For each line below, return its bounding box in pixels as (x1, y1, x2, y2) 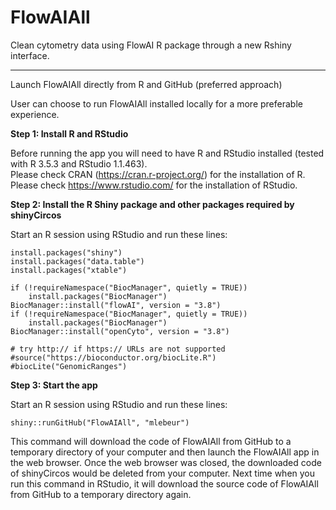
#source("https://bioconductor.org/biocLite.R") (10, 352, 217, 363)
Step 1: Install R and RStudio (10, 127, 129, 140)
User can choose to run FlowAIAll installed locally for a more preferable (10, 97, 303, 110)
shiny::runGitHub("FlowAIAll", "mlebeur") (10, 417, 190, 428)
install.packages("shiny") (10, 247, 123, 258)
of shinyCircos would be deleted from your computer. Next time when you (10, 467, 316, 479)
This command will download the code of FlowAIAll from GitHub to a (10, 435, 292, 447)
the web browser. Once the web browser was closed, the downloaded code (10, 456, 322, 468)
